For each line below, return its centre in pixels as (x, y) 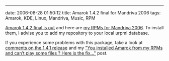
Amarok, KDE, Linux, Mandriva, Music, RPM (50, 18)
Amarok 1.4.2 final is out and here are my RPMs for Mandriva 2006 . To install (84, 28)
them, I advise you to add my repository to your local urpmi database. (77, 33)
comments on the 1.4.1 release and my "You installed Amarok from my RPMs (84, 48)
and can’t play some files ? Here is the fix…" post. (57, 53)
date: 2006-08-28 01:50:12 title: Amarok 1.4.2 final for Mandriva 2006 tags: (83, 13)
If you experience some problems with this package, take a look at (74, 42)
